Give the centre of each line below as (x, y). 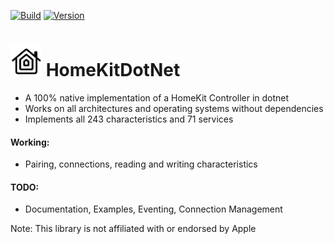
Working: (30, 142)
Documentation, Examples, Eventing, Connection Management (153, 209)
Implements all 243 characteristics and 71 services (129, 119)
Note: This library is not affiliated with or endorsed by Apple (133, 229)
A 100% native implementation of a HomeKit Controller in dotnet (157, 97)
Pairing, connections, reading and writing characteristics (141, 164)
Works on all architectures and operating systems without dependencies (174, 108)
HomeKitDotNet (113, 70)
